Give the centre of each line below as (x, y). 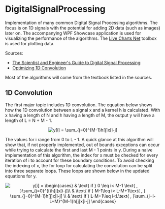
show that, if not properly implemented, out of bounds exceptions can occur (82, 145)
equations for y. (21, 176)
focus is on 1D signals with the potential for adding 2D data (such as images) (83, 28)
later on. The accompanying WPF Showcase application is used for (73, 33)
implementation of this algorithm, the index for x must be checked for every (82, 155)
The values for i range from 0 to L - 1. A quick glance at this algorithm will (79, 139)
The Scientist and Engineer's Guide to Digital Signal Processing (76, 62)
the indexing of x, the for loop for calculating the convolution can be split (79, 165)
